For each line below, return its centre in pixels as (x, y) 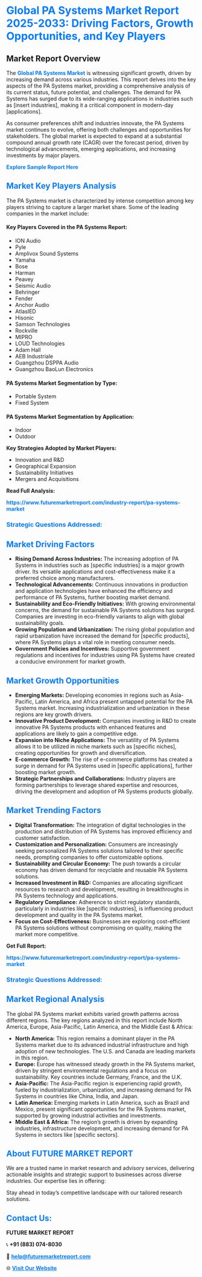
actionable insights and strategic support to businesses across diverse (94, 1175)
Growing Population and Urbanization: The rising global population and (105, 630)
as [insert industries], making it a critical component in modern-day (90, 105)
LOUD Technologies (40, 344)
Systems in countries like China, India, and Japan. (77, 1096)
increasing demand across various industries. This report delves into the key (101, 79)
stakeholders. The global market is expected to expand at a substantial (94, 136)
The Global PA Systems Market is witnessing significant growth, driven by (99, 73)
